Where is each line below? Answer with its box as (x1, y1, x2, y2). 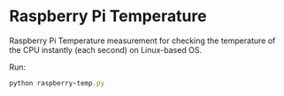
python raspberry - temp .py (9, 78, 104, 87)
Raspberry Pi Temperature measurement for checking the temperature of (9, 35, 276, 46)
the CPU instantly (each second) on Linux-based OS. (9, 44, 202, 55)
